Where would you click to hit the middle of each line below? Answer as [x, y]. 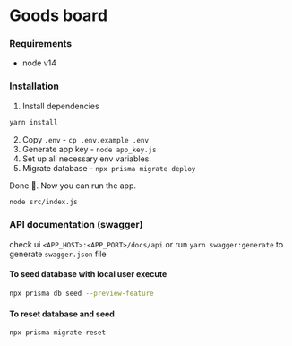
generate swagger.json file [58, 254]
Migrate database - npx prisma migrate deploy [109, 168]
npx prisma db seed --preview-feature [82, 294]
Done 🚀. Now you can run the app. [73, 186]
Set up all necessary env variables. [87, 159]
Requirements [41, 44]
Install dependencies [61, 106]
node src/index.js [43, 202]
